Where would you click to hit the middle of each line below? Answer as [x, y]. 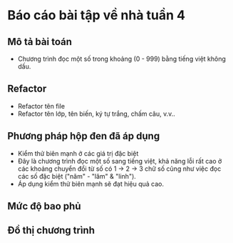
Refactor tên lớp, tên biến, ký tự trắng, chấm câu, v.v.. [97, 114]
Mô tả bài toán [40, 42]
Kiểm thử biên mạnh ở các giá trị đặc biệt [78, 153]
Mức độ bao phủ [44, 206]
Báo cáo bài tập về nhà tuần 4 [96, 15]
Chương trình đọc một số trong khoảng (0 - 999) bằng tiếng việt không [122, 59]
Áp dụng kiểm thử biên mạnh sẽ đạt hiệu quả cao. [91, 184]
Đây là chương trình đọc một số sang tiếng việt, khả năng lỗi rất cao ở [120, 161]
